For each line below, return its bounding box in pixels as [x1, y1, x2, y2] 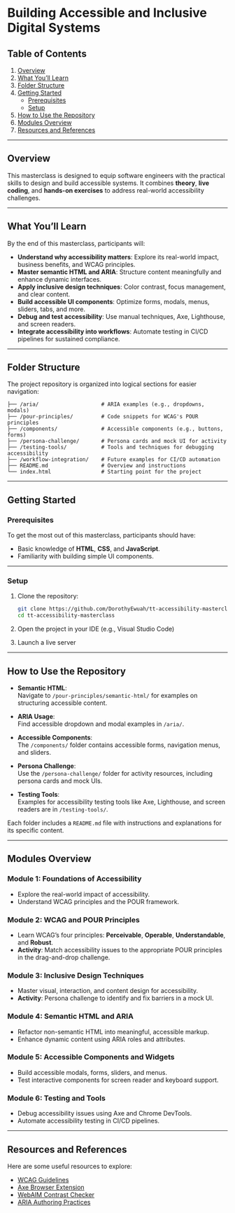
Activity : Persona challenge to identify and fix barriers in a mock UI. [17, 994, 214, 1003]
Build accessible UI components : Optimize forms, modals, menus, [17, 297, 210, 306]
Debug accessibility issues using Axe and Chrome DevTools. [17, 1109, 192, 1118]
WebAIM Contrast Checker [17, 1190, 95, 1199]
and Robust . [17, 938, 54, 947]
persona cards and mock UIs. [17, 776, 103, 785]
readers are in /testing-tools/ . [17, 804, 108, 814]
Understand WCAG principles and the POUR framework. [17, 897, 180, 905]
